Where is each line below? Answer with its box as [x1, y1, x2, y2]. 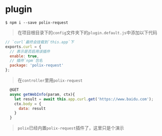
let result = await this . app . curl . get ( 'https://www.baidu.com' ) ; [14, 96, 154, 101]
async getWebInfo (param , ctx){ [10, 92, 75, 97]
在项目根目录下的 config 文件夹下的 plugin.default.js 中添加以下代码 [17, 29, 157, 36]
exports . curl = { [5, 44, 42, 49]
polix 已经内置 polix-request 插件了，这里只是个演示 [17, 125, 124, 131]
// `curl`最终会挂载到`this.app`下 [5, 39, 74, 45]
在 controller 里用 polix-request [17, 77, 83, 83]
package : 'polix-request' [10, 63, 64, 68]
